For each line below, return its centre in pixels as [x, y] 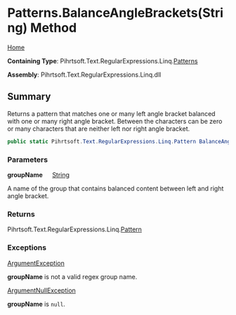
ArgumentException [36, 263]
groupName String [39, 174]
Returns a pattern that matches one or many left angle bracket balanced [111, 113]
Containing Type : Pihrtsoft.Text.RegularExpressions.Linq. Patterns [103, 60]
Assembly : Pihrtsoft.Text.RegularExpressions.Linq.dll [84, 75]
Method [54, 28]
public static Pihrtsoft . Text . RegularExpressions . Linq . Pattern [102, 141]
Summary [29, 97]
